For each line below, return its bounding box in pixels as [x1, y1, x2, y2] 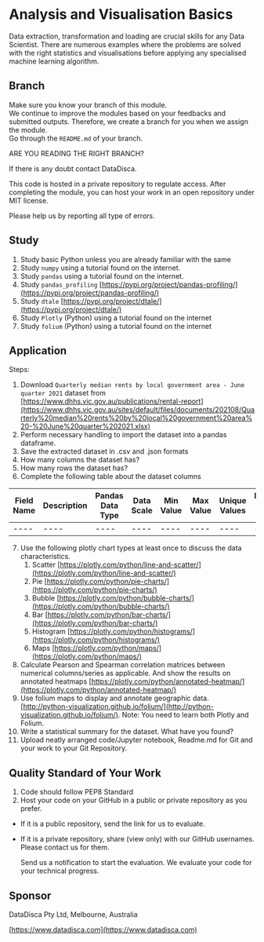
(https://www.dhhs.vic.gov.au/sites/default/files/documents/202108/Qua [20, 405, 255, 414]
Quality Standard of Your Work [9, 766, 161, 780]
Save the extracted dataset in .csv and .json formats [20, 447, 189, 456]
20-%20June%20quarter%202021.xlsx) [20, 422, 151, 431]
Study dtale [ [20, 296, 63, 305]
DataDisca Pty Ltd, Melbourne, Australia [9, 910, 138, 919]
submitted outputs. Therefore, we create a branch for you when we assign [9, 116, 249, 126]
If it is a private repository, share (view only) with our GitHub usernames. [20, 834, 255, 844]
